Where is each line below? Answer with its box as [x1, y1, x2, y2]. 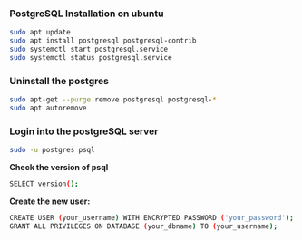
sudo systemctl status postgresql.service [9, 53, 172, 62]
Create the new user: [9, 196, 91, 206]
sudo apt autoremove [9, 103, 88, 112]
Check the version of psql [9, 162, 109, 173]
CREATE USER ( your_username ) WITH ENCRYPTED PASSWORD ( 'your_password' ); [9, 213, 295, 222]
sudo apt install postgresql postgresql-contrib [9, 36, 197, 45]
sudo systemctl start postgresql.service [9, 44, 169, 54]
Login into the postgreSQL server [9, 125, 159, 138]
